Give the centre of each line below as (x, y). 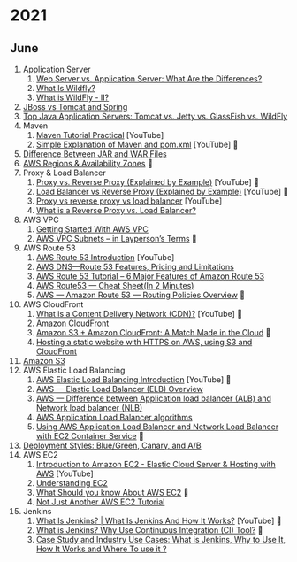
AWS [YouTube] (65, 473)
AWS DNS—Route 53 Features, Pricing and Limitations (135, 267)
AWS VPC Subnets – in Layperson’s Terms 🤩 (117, 239)
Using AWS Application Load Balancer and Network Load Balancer (157, 427)
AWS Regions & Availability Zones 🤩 (88, 163)
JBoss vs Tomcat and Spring (75, 107)
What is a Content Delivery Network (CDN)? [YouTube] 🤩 (139, 314)
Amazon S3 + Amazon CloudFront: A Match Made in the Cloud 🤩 (153, 332)
